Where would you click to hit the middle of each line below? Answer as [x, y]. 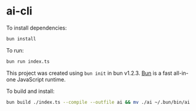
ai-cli [19, 11]
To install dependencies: [37, 28]
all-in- [181, 73]
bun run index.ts [28, 62]
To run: [15, 50]
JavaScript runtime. [42, 79]
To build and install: [30, 91]
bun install [21, 39]
